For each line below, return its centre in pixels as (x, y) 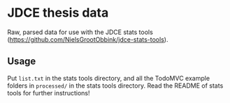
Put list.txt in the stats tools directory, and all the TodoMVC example (109, 78)
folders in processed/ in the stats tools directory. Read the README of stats (115, 86)
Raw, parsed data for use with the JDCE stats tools (80, 32)
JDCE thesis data (58, 13)
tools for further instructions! (49, 93)
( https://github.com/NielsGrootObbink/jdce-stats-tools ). (88, 39)
